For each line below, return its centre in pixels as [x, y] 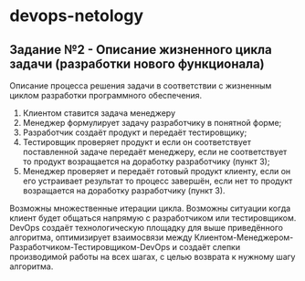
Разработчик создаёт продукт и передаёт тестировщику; [135, 132]
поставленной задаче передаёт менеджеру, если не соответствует [155, 152]
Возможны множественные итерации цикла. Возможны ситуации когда [150, 208]
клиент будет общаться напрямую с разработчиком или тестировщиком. [153, 218]
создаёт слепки [210, 247]
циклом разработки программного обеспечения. [106, 95]
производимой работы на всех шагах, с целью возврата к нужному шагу [152, 257]
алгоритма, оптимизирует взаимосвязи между [101, 237]
